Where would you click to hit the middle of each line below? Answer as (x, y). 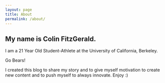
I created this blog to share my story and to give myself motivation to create (82, 70)
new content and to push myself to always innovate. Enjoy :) (67, 75)
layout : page (19, 10)
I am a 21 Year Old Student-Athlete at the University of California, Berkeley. (82, 51)
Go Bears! (15, 60)
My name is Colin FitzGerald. (50, 39)
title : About (19, 14)
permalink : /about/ (25, 19)
